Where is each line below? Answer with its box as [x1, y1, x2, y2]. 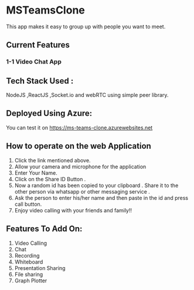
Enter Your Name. [14, 169, 57, 176]
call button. [14, 201, 42, 208]
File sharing [14, 271, 43, 278]
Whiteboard [14, 258, 43, 265]
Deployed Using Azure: [6, 108, 93, 118]
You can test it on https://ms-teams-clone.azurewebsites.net [6, 124, 153, 131]
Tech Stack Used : [6, 76, 74, 86]
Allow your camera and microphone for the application [14, 163, 147, 170]
